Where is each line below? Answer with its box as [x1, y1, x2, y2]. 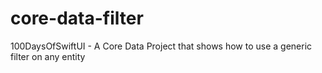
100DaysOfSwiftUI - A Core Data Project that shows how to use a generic [10, 40, 313, 52]
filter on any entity [10, 50, 86, 62]
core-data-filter [10, 7, 144, 30]
